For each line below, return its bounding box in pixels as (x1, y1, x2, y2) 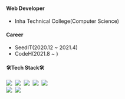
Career (6, 31, 24, 38)
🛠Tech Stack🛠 (6, 64, 45, 71)
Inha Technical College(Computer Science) (14, 18, 120, 25)
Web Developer (6, 5, 45, 12)
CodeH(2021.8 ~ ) (14, 50, 58, 57)
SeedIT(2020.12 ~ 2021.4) (14, 44, 78, 51)
